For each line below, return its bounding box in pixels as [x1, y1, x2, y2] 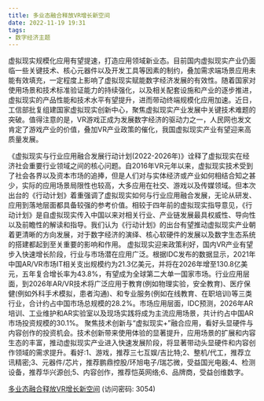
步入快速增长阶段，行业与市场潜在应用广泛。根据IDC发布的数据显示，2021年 [8, 249, 256, 259]
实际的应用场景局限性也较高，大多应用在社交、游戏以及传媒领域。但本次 [21, 181, 256, 190]
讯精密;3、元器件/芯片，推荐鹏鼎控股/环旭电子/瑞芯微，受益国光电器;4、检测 [8, 358, 256, 367]
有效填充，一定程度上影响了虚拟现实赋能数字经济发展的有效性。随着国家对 [14, 75, 256, 85]
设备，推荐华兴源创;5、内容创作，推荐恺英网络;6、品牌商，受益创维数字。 [8, 367, 248, 377]
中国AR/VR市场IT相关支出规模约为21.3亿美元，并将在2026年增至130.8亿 [8, 259, 241, 269]
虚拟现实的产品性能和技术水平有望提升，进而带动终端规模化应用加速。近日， [8, 95, 256, 105]
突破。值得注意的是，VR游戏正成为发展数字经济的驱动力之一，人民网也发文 [8, 115, 251, 124]
